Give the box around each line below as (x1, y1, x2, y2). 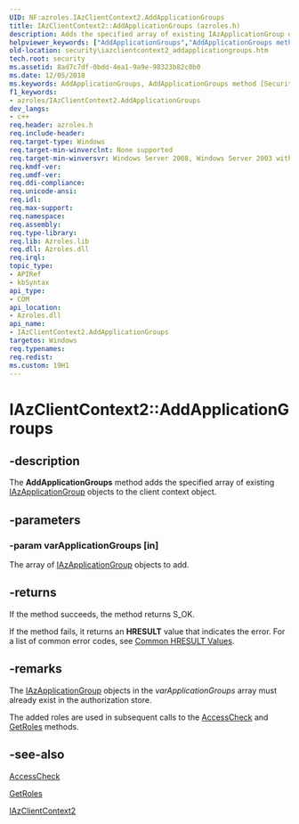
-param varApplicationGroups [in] (9, 539, 159, 551)
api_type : (9, 286, 46, 295)
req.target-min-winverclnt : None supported (9, 145, 174, 154)
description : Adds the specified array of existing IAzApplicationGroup (9, 29, 285, 38)
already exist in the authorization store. (9, 694, 153, 705)
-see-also (9, 747, 65, 763)
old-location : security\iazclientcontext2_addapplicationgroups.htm (9, 46, 269, 55)
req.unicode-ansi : (9, 187, 77, 196)
